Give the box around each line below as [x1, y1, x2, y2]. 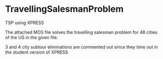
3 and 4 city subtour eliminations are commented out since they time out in [5, 44, 159, 50]
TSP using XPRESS [5, 20, 44, 26]
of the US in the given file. [5, 34, 58, 40]
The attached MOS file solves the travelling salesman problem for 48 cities [5, 29, 158, 35]
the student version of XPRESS [5, 49, 68, 55]
